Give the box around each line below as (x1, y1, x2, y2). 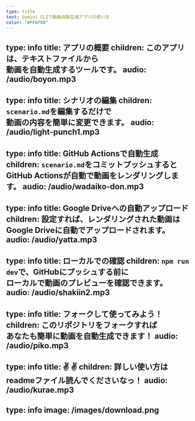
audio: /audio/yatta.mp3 (6, 235, 97, 245)
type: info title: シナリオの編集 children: (6, 96, 153, 106)
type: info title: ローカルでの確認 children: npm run (6, 256, 190, 266)
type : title (6, 8, 35, 15)
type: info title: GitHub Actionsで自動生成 (6, 148, 159, 158)
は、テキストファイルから (6, 53, 99, 63)
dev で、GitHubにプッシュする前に (6, 267, 129, 277)
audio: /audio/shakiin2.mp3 (6, 288, 110, 298)
